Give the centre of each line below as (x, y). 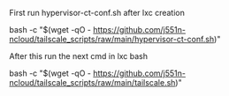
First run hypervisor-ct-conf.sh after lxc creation (97, 13)
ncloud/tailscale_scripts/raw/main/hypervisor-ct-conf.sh (112, 39)
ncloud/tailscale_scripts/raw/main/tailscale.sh (92, 82)
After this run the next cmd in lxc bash (79, 56)
